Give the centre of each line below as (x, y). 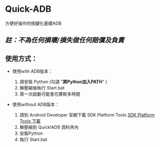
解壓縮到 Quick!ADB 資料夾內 (49, 127)
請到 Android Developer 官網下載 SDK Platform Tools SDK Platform (87, 115)
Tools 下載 (30, 121)
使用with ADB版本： (32, 71)
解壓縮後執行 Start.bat (42, 88)
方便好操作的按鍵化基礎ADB (33, 23)
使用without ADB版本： (36, 105)
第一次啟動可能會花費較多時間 (50, 94)
